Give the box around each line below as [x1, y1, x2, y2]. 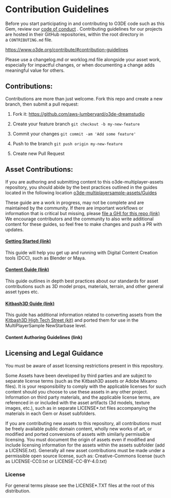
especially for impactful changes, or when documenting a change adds [5, 62, 155, 68]
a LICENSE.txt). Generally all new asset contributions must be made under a [5, 447, 165, 453]
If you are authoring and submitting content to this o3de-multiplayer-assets [5, 178, 163, 185]
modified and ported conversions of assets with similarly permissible [5, 431, 150, 437]
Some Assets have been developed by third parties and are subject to [5, 372, 152, 378]
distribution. [5, 488, 31, 494]
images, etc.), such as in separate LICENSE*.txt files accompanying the [5, 405, 156, 411]
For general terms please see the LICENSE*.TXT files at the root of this [5, 482, 155, 488]
